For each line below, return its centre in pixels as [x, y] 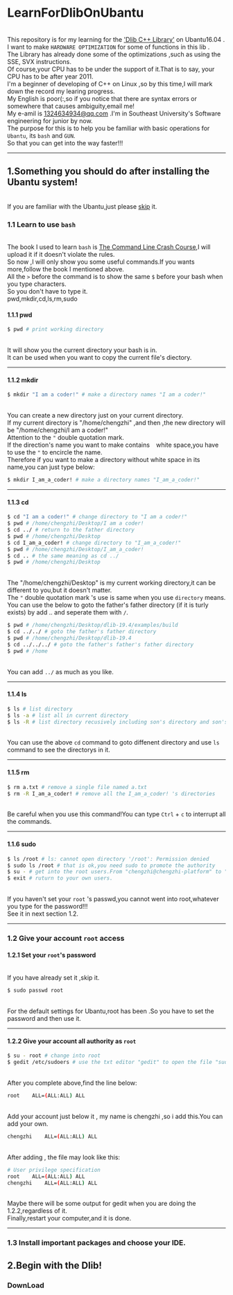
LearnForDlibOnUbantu [76, 13]
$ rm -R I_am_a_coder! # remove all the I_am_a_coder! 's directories [111, 794]
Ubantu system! [43, 182]
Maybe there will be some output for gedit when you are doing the [102, 1203]
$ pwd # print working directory [55, 329]
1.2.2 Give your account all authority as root [72, 1041]
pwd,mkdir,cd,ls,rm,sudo [42, 299]
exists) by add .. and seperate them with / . [68, 612]
